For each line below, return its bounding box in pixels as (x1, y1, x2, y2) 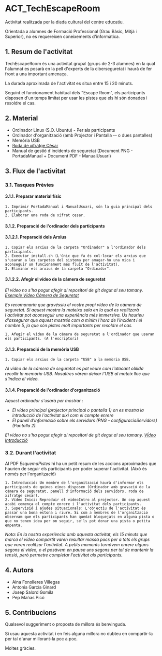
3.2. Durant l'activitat (5, 449, 57, 456)
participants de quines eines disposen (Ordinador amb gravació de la (5, 484, 150, 489)
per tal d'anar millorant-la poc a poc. (5, 636, 78, 642)
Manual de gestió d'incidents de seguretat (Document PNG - (12, 148, 133, 154)
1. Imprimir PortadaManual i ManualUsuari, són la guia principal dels (5, 205, 152, 209)
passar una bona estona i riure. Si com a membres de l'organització (5, 510, 148, 515)
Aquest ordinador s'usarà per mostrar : (5, 398, 84, 404)
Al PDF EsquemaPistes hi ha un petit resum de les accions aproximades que (5, 460, 157, 466)
